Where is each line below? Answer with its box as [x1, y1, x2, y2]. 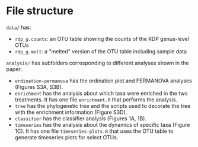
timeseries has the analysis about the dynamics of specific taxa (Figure [14, 121, 190, 128]
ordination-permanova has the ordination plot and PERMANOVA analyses [14, 77, 192, 84]
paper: [6, 65, 23, 72]
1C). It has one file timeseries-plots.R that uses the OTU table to [14, 127, 174, 135]
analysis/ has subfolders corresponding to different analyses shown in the [6, 59, 190, 66]
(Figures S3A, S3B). [14, 83, 63, 90]
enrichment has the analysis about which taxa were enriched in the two [14, 90, 188, 97]
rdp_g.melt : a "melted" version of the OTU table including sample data [14, 47, 187, 55]
